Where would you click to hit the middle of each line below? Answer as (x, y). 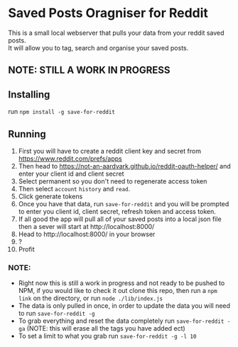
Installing (29, 94)
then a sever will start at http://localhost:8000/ (86, 226)
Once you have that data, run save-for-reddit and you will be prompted (124, 203)
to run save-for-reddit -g (56, 314)
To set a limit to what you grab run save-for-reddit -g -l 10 (107, 336)
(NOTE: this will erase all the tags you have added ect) (106, 329)
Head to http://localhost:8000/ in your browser (87, 234)
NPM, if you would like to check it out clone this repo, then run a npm (118, 291)
